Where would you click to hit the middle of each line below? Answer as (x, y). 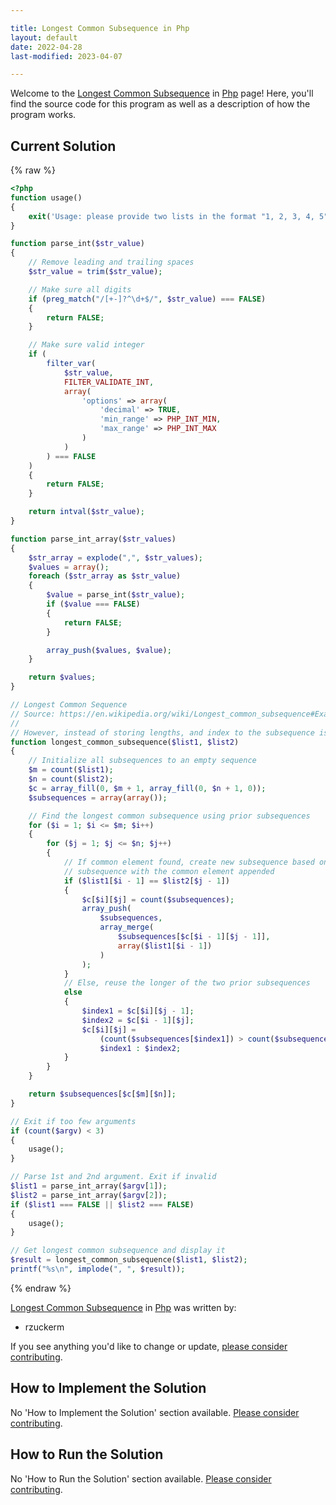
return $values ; (62, 677)
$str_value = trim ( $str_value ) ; (95, 272)
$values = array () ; (69, 567)
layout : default (44, 37)
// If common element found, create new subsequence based (189, 862)
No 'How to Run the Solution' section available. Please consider (141, 1478)
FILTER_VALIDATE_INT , (109, 382)
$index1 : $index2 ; (140, 1048)
